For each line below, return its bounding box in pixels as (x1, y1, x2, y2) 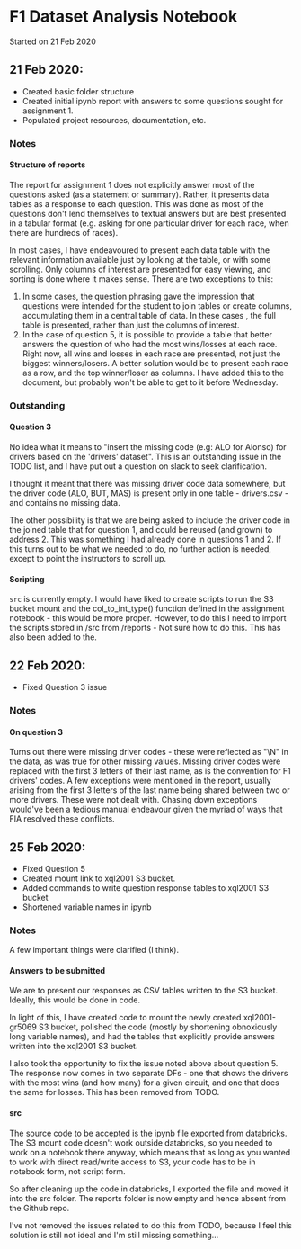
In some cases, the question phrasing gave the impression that (22, 291, 255, 301)
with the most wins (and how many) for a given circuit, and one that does (9, 1077, 280, 1088)
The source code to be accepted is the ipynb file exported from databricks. (9, 1128, 288, 1138)
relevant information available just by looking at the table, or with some (9, 254, 271, 265)
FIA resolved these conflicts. (9, 813, 115, 824)
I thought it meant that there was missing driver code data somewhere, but (9, 479, 286, 489)
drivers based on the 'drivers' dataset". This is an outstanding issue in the (9, 452, 282, 462)
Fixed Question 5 (22, 863, 85, 874)
